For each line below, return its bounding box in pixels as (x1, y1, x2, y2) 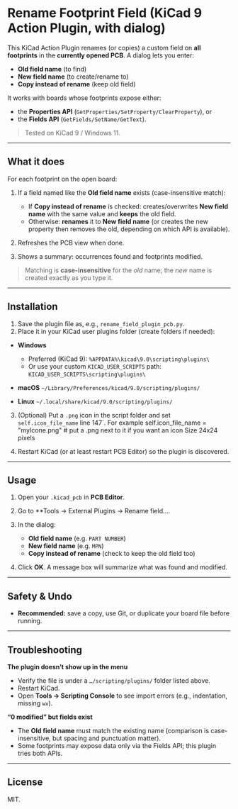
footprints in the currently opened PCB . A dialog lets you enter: (7, 51, 195, 60)
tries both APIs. (17, 749, 63, 757)
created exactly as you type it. (24, 273, 113, 281)
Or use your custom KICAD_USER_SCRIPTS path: (28, 362, 161, 370)
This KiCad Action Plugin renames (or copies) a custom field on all (7, 43, 201, 52)
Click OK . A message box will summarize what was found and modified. (17, 563, 228, 571)
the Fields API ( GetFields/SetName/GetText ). (17, 115, 147, 123)
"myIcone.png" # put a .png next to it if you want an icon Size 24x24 (17, 425, 218, 434)
